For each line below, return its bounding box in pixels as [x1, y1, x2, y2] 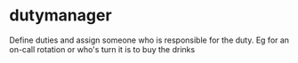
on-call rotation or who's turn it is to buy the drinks [9, 43, 196, 54]
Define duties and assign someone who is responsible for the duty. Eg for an [9, 35, 290, 45]
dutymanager [9, 5, 113, 26]
